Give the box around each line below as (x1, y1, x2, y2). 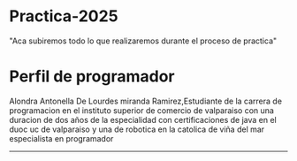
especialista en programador (9, 133, 114, 143)
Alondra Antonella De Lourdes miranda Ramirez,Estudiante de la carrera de (9, 96, 283, 106)
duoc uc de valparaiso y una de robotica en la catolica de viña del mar (9, 124, 265, 134)
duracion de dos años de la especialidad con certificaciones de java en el (9, 114, 277, 125)
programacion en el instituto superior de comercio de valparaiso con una (9, 104, 274, 116)
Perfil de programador (9, 66, 175, 87)
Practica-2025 (9, 6, 118, 27)
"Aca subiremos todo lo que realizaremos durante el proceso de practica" (9, 35, 278, 46)
